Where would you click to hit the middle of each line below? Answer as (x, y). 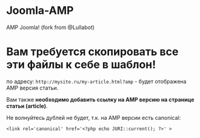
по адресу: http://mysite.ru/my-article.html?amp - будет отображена (96, 81)
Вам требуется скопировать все (92, 52)
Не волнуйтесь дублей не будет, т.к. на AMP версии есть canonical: (94, 117)
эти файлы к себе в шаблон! (81, 65)
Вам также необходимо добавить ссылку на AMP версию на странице (100, 99)
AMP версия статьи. (32, 88)
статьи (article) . (27, 106)
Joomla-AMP (40, 11)
